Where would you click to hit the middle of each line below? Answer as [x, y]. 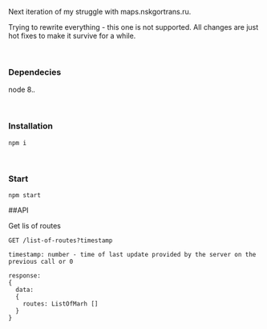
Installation [31, 126]
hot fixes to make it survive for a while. [72, 36]
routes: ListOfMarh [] [61, 304]
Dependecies [35, 72]
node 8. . [22, 90]
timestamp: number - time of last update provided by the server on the [132, 254]
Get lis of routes [35, 225]
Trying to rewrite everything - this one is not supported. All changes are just [133, 27]
